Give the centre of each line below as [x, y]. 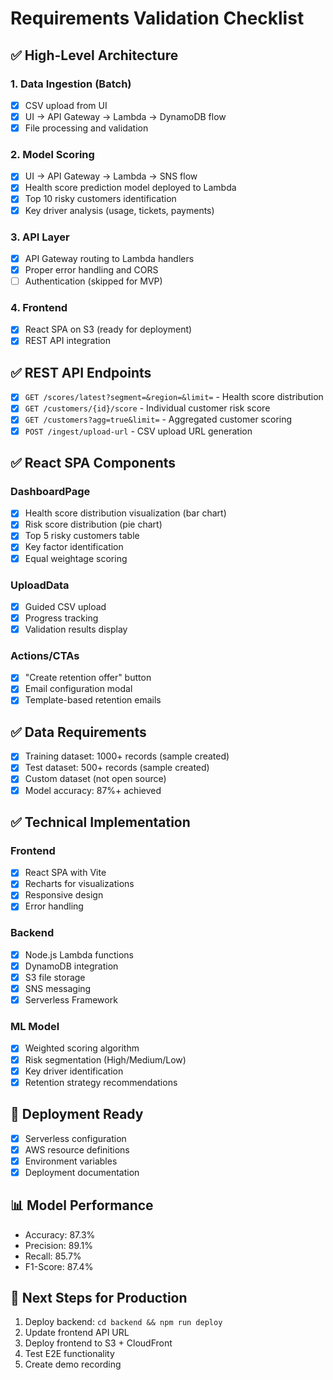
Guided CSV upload [65, 606]
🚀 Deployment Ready [77, 1114]
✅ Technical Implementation [100, 822]
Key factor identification [74, 547]
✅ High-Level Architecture [94, 55]
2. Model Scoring [52, 154]
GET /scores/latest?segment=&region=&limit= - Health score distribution [174, 397]
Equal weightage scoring [76, 558]
